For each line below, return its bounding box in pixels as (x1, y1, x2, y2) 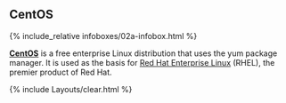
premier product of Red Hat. (9, 67, 113, 77)
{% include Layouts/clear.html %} (9, 83, 133, 94)
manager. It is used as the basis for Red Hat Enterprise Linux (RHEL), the (9, 57, 275, 67)
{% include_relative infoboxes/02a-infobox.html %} (9, 30, 198, 41)
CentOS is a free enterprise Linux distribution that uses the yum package (9, 48, 278, 59)
